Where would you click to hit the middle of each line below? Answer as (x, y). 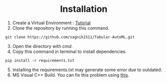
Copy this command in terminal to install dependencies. (70, 51)
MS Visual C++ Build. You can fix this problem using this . (71, 75)
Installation (84, 9)
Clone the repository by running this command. (61, 28)
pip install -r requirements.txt (40, 60)
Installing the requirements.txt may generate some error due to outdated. (87, 70)
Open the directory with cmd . (43, 46)
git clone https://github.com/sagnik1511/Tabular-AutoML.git (70, 37)
